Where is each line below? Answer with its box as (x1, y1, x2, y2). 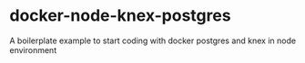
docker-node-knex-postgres (9, 5, 231, 26)
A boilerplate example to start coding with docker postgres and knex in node (9, 35, 297, 46)
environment (9, 44, 57, 55)
